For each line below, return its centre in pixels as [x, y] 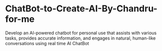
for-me [20, 19]
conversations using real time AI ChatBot [47, 43]
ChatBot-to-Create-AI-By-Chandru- [81, 9]
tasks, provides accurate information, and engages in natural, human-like [80, 38]
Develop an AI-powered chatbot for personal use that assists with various [81, 33]
